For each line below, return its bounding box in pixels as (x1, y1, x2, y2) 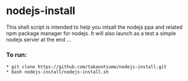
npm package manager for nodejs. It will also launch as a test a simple (6, 29, 176, 36)
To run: (6, 50, 28, 59)
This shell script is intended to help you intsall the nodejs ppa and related (6, 23, 183, 31)
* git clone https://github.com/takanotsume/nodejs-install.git (6, 64, 167, 70)
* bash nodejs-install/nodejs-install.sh (6, 69, 109, 75)
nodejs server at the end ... (6, 36, 72, 43)
